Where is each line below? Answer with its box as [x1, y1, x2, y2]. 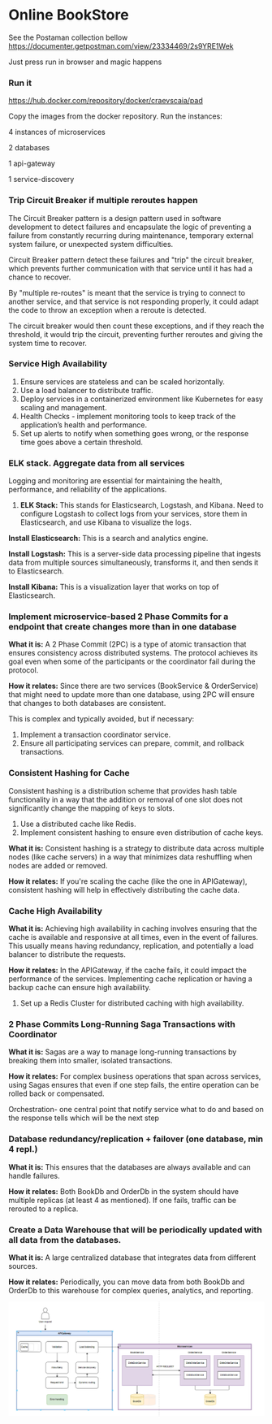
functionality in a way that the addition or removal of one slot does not [8, 794, 244, 804]
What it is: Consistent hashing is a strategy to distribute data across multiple [8, 843, 265, 853]
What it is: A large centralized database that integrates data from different [8, 1253, 257, 1262]
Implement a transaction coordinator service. [19, 729, 171, 740]
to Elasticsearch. [8, 566, 64, 576]
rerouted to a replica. [8, 1204, 79, 1214]
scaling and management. [19, 402, 107, 412]
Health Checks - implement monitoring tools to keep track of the [19, 411, 236, 421]
